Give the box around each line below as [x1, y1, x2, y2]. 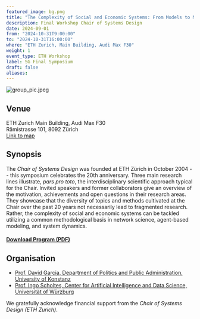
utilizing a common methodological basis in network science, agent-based [6, 216, 189, 223]
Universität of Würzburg [14, 288, 74, 296]
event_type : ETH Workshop [6, 53, 70, 59]
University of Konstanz [14, 275, 71, 283]
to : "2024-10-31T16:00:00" [6, 36, 73, 42]
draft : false [6, 64, 39, 70]
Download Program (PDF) [6, 236, 70, 243]
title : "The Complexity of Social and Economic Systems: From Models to [6, 14, 190, 20]
